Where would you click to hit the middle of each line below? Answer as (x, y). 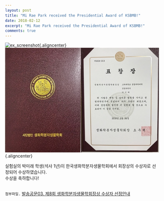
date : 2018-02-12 (23, 20)
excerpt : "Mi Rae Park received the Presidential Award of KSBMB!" (75, 26)
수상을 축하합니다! (22, 178)
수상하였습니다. (32, 172)
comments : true (20, 31)
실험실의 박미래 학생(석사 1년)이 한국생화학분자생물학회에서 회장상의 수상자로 (78, 166)
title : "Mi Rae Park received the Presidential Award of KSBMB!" (73, 15)
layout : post (18, 10)
